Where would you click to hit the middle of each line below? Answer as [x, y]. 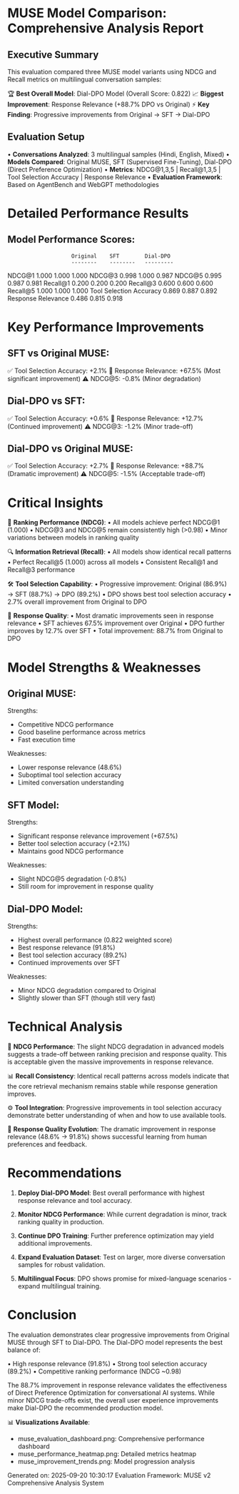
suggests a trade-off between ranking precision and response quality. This [117, 1054]
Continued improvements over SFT [69, 963]
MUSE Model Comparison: [87, 13]
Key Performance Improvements [106, 327]
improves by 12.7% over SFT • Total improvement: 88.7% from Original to [115, 631]
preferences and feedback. [47, 1144]
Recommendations [65, 1173]
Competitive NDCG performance [66, 725]
